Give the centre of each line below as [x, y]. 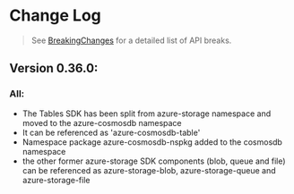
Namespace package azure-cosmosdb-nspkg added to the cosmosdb [152, 142]
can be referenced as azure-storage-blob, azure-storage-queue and [149, 170]
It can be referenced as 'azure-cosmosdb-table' [111, 132]
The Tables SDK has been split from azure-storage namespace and [147, 114]
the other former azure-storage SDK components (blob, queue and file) [154, 161]
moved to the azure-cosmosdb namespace [102, 122]
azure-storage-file [56, 180]
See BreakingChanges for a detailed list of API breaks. [131, 40]
